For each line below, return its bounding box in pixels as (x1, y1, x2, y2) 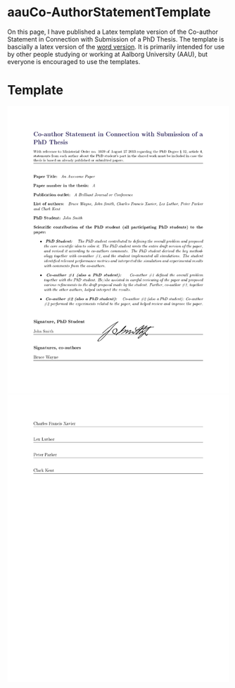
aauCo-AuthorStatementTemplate (7, 4, 211, 20)
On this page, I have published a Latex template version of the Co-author (7, 27, 218, 36)
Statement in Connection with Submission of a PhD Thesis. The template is (7, 35, 224, 43)
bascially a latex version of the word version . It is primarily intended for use (7, 42, 225, 51)
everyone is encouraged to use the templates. (7, 57, 141, 65)
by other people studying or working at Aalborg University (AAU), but (7, 50, 208, 58)
